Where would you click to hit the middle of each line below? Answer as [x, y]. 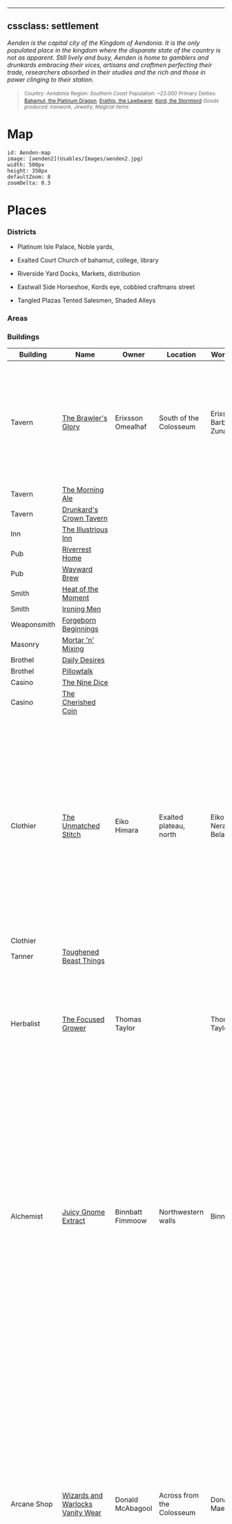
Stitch [71, 835]
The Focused [83, 1019]
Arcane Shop [32, 1504]
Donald [127, 1500]
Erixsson [129, 418]
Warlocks [77, 1504]
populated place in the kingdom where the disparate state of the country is [114, 50]
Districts [22, 232]
